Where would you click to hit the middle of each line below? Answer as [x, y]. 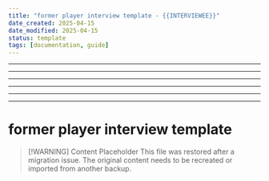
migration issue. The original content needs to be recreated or [130, 160]
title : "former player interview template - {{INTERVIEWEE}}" [114, 16]
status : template [37, 38]
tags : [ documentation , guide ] [59, 45]
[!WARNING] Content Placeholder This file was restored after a [131, 151]
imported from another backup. [80, 169]
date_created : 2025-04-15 [51, 23]
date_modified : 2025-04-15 [53, 30]
